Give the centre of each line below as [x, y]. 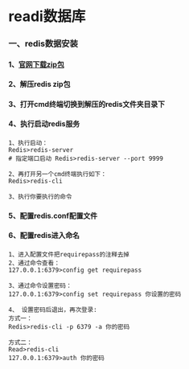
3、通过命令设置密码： [40, 285]
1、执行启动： [28, 143]
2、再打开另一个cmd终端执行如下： [58, 174]
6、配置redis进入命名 [44, 236]
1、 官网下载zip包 [36, 64]
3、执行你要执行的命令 [40, 197]
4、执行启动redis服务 [44, 124]
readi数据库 [47, 16]
